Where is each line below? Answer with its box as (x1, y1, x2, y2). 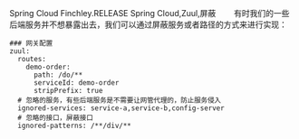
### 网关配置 (9, 39, 53, 48)
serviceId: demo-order (33, 79, 120, 88)
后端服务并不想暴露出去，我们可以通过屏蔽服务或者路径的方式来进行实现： (9, 19, 287, 30)
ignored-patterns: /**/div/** (17, 121, 131, 130)
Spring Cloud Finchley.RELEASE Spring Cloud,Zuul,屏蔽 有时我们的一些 (9, 8, 290, 18)
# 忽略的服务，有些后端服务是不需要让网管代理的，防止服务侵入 (17, 96, 222, 105)
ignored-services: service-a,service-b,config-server (17, 104, 225, 113)
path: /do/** (33, 70, 83, 79)
